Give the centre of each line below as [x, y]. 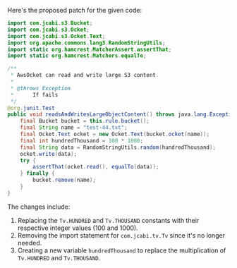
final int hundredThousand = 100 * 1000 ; [81, 140]
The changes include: [39, 207]
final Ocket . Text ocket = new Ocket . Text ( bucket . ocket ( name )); [115, 134]
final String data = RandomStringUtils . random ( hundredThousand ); [118, 147]
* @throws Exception [41, 88]
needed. [30, 243]
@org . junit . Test [31, 108]
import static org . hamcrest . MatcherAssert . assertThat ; [90, 49]
